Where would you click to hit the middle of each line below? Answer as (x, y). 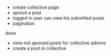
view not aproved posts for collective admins (59, 43)
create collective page (36, 7)
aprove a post (27, 13)
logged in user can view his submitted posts (58, 18)
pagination (24, 23)
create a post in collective (39, 48)
